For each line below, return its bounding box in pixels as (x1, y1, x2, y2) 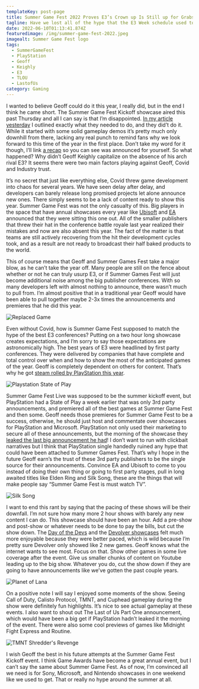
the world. (6, 246, 31, 253)
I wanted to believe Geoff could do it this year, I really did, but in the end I (6, 102, 185, 109)
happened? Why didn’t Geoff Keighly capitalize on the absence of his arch (6, 153, 187, 160)
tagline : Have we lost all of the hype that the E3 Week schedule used (6, 20, 187, 26)
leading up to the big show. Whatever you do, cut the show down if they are (6, 560, 191, 567)
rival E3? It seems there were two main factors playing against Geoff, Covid (6, 159, 190, 166)
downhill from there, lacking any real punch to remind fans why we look (6, 134, 181, 141)
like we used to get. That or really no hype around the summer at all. (6, 675, 173, 683)
